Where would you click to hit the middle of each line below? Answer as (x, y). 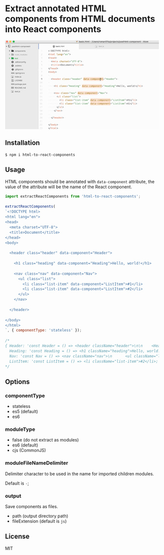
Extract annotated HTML (56, 9)
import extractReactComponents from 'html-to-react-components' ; (73, 196)
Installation (22, 143)
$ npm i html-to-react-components (40, 155)
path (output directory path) (40, 516)
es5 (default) (25, 412)
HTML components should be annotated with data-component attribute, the (80, 181)
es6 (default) (25, 445)
